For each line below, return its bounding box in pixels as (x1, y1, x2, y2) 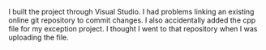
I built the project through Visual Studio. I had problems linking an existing (8, 7, 255, 16)
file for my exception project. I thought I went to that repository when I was (8, 24, 258, 33)
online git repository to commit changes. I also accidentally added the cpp (8, 15, 256, 25)
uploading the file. (8, 32, 69, 42)
